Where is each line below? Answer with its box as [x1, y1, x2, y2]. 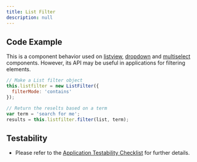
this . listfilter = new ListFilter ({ [6, 83, 99, 89]
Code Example [6, 37, 63, 47]
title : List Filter [6, 8, 56, 15]
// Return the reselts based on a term [6, 105, 108, 111]
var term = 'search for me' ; [6, 111, 80, 117]
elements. [6, 66, 32, 73]
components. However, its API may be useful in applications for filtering [6, 59, 185, 66]
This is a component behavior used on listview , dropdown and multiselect [6, 53, 190, 60]
